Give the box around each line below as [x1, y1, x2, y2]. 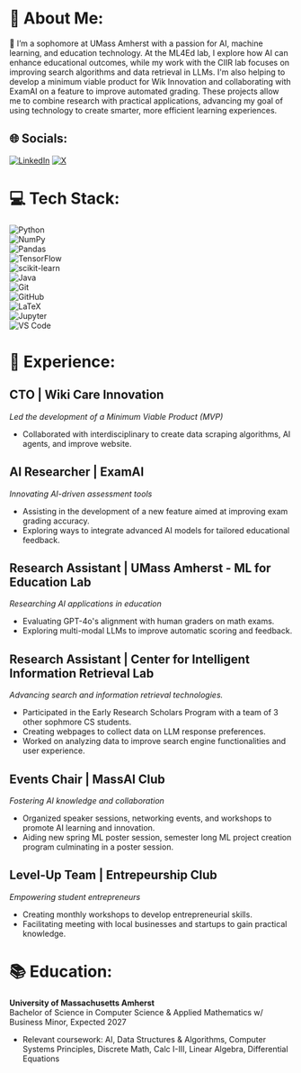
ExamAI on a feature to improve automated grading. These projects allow [9, 86, 279, 96]
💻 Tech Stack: [9, 188, 120, 208]
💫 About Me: [9, 8, 104, 29]
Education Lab [9, 574, 92, 589]
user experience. [22, 745, 85, 756]
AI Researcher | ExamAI [9, 464, 145, 480]
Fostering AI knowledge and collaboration [9, 795, 164, 805]
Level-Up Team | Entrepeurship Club [9, 868, 217, 883]
